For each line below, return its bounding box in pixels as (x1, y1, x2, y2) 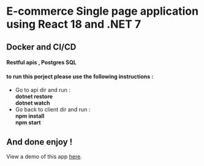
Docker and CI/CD (6, 42, 77, 52)
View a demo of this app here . (6, 153, 83, 160)
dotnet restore (15, 93, 53, 100)
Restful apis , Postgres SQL (6, 59, 77, 66)
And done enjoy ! (6, 137, 73, 147)
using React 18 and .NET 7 (6, 17, 142, 31)
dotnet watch (15, 99, 50, 107)
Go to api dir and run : (15, 86, 70, 94)
